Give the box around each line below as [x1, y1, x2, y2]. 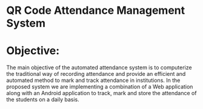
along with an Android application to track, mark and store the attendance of [6, 90, 197, 97]
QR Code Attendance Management [6, 4, 185, 17]
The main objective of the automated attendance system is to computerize [6, 64, 192, 71]
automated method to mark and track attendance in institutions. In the [6, 76, 181, 84]
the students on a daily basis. [6, 96, 80, 103]
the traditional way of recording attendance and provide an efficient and [6, 70, 186, 78]
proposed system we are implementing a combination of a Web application [6, 83, 193, 90]
